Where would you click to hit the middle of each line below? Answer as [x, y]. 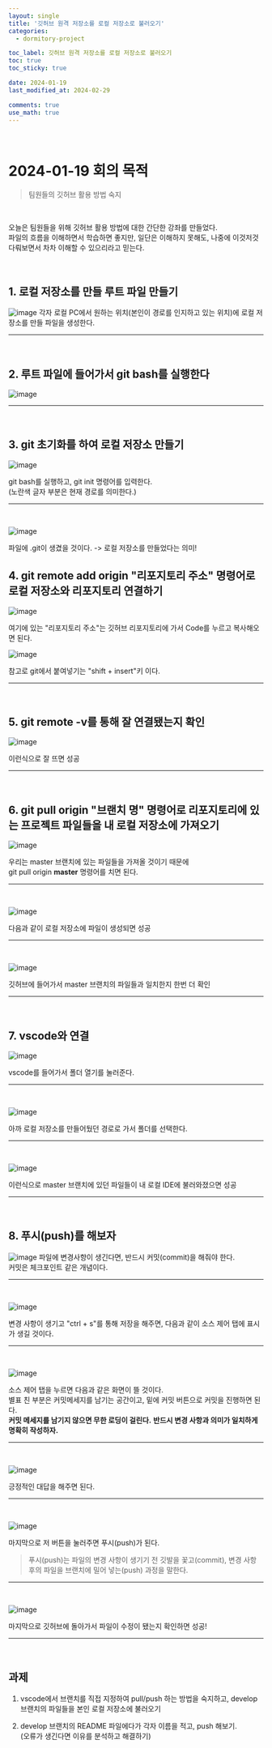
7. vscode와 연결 [49, 1036]
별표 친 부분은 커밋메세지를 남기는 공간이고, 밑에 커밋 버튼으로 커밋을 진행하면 [130, 1400]
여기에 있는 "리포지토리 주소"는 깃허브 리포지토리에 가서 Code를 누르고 [120, 628]
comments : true [34, 105]
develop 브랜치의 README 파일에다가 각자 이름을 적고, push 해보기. [128, 1725]
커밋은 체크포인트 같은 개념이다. [58, 1267]
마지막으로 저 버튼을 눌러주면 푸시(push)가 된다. [84, 1542]
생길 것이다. [35, 1333]
